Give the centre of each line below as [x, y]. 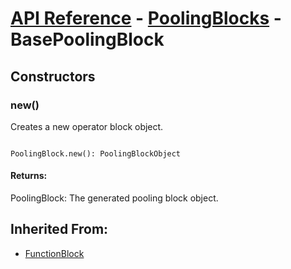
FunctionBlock [54, 253]
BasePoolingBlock [87, 39]
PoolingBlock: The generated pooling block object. [114, 198]
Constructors [53, 76]
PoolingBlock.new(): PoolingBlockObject [96, 153]
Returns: [29, 176]
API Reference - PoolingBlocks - [146, 18]
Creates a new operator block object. [87, 126]
